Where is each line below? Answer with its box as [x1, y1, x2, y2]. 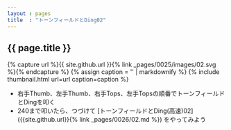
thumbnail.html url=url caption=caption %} [7, 75, 130, 84]
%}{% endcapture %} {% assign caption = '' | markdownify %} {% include [7, 68, 220, 76]
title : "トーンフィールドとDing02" [7, 17, 106, 24]
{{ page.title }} [7, 42, 71, 54]
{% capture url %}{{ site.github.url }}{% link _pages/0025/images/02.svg [7, 60, 216, 69]
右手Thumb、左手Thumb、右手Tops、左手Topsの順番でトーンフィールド [17, 89, 225, 98]
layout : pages [7, 10, 51, 17]
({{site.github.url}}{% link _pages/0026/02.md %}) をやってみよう [17, 115, 207, 124]
